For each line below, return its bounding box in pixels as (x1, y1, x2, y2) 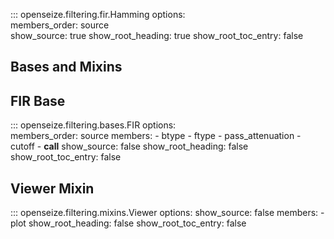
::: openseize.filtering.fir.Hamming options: (10, 9, 186, 20)
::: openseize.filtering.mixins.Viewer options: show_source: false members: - (10, 207, 325, 219)
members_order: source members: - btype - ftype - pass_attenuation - (10, 130, 302, 142)
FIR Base (10, 92, 66, 109)
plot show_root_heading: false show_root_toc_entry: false (10, 217, 247, 229)
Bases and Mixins (10, 59, 123, 76)
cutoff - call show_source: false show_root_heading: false (10, 140, 249, 153)
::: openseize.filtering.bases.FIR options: (10, 119, 177, 131)
